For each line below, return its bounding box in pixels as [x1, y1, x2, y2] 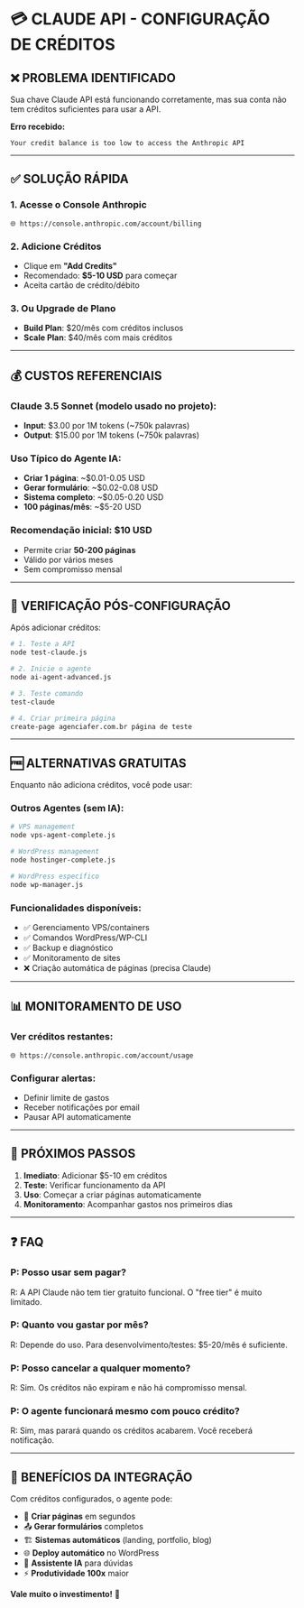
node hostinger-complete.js [10, 855, 116, 864]
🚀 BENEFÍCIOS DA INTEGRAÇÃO [10, 1469, 193, 1484]
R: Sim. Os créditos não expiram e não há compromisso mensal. [10, 1382, 247, 1393]
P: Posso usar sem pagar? [10, 1266, 127, 1279]
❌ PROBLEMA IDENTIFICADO [10, 70, 177, 86]
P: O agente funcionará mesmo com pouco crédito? [10, 1405, 240, 1418]
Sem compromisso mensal [23, 563, 123, 575]
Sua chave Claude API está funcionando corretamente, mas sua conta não [10, 94, 287, 105]
